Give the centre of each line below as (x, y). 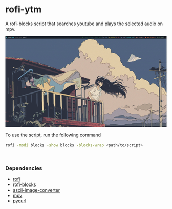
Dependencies (24, 168)
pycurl (19, 201)
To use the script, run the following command (53, 135)
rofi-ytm (24, 9)
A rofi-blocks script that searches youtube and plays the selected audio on (84, 24)
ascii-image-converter (36, 190)
